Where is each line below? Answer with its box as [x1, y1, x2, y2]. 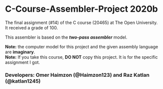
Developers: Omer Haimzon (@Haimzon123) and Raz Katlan [5, 71, 150, 78]
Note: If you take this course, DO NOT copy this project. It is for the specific [5, 54, 158, 60]
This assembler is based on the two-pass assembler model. [5, 34, 128, 40]
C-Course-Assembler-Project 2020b [5, 3, 158, 15]
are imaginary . [5, 49, 35, 55]
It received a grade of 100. [5, 24, 58, 30]
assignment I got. [5, 59, 40, 65]
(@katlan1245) [5, 77, 41, 84]
